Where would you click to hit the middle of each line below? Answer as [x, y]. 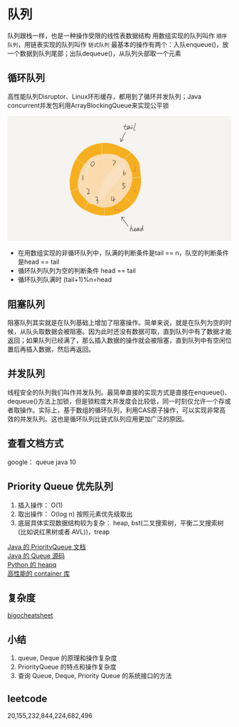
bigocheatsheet [30, 615]
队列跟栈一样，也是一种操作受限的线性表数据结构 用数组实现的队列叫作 [111, 36]
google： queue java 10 [42, 462]
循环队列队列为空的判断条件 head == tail [77, 271]
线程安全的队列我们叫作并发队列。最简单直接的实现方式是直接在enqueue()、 [119, 392]
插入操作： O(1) [40, 505]
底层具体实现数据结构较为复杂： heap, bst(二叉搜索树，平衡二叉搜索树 [121, 522]
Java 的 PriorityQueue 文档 [47, 546]
